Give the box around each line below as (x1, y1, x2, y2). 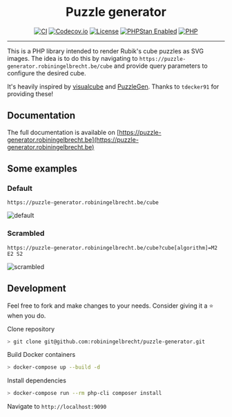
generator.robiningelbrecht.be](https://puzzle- (7, 136, 139, 144)
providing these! (7, 89, 54, 98)
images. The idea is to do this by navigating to (7, 54, 138, 62)
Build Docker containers (7, 351, 76, 359)
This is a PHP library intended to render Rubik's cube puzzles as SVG (7, 46, 204, 55)
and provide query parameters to (113, 62, 209, 70)
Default (7, 184, 33, 194)
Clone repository (7, 324, 55, 333)
